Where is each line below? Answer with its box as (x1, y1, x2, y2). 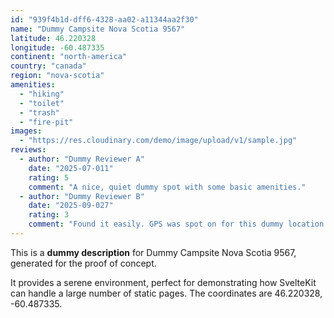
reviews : (10, 145, 47, 155)
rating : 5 (28, 172, 70, 183)
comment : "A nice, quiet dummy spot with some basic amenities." (28, 182, 307, 192)
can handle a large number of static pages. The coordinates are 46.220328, (10, 287, 323, 299)
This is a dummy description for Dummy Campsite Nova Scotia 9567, (10, 246, 297, 258)
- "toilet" (19, 98, 65, 108)
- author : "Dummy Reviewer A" (19, 154, 145, 164)
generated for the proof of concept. (10, 257, 157, 269)
